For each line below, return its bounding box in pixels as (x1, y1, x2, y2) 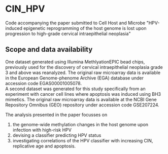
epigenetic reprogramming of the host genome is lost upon (23, 25, 147, 31)
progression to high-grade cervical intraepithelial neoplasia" (5, 30, 131, 36)
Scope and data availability (5, 45, 93, 54)
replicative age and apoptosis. (12, 143, 76, 149)
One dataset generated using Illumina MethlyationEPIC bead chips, (5, 59, 145, 65)
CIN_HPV (5, 3, 45, 15)
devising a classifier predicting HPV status (12, 132, 102, 138)
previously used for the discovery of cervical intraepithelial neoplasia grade (5, 64, 163, 70)
